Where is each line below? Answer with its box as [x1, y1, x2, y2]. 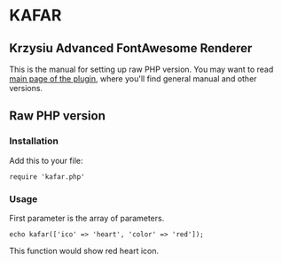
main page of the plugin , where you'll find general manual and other [9, 73, 257, 84]
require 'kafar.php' [9, 172, 86, 182]
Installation [9, 135, 59, 147]
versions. [9, 83, 43, 93]
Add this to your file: [9, 155, 83, 166]
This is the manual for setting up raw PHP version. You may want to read [9, 64, 274, 74]
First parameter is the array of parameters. [9, 213, 165, 223]
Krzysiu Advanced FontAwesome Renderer [9, 41, 253, 56]
